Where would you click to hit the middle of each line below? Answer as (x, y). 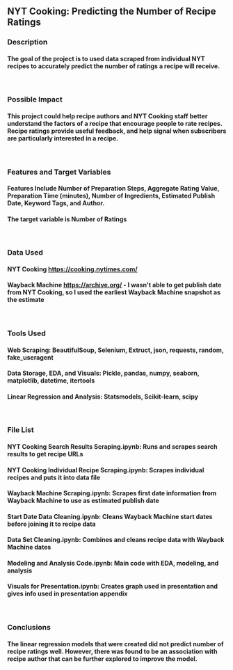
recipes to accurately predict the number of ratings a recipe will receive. (114, 66)
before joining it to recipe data (51, 524)
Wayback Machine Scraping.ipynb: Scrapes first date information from (112, 493)
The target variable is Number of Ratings (67, 219)
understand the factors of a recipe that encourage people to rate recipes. (115, 124)
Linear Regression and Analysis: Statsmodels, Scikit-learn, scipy (103, 397)
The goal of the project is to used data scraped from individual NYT (106, 58)
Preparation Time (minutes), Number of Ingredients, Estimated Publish (111, 196)
